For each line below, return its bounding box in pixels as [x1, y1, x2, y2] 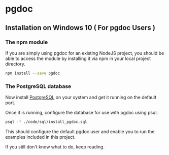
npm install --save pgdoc [5, 71, 60, 76]
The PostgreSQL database [5, 82, 72, 89]
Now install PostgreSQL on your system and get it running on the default [5, 95, 156, 101]
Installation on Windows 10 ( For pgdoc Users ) [5, 23, 156, 32]
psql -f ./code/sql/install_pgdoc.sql [5, 119, 87, 125]
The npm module [5, 39, 48, 46]
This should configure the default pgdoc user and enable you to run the [5, 128, 155, 135]
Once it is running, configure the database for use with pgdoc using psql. [5, 110, 158, 116]
